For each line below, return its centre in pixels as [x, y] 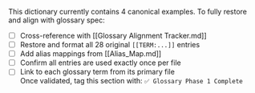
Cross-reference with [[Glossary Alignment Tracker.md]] [113, 36]
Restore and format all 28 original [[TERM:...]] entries [110, 45]
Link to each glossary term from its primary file [97, 72]
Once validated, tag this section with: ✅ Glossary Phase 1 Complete [131, 81]
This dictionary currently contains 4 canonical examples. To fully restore [127, 12]
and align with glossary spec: [57, 20]
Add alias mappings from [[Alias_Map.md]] [91, 54]
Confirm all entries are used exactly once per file [101, 63]
